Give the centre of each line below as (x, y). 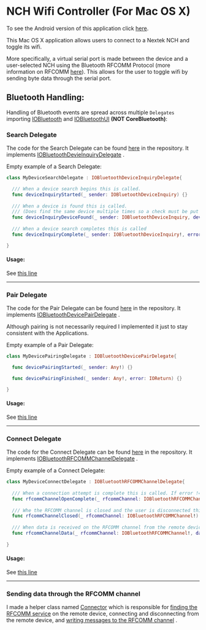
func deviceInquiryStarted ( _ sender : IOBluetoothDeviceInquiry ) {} (100, 195)
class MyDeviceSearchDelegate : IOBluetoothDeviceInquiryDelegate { (94, 178)
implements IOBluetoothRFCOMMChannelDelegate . (72, 459)
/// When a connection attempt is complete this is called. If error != (107, 493)
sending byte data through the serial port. (59, 78)
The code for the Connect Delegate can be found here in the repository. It (99, 452)
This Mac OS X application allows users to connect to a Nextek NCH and (98, 40)
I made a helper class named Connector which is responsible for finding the (102, 607)
